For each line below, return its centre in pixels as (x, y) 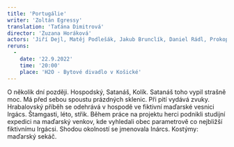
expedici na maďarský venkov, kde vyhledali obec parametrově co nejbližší (115, 121)
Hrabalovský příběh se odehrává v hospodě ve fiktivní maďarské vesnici (111, 107)
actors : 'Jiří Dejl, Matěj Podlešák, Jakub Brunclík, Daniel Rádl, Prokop (118, 40)
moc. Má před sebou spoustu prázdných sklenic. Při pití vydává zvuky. (109, 99)
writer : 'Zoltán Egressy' (45, 20)
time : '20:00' (40, 65)
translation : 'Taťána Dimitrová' (56, 26)
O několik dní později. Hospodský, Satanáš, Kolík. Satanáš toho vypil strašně (117, 92)
